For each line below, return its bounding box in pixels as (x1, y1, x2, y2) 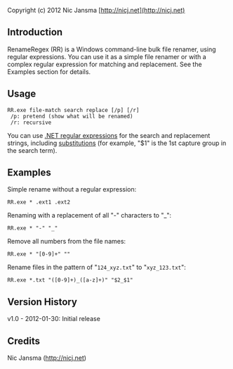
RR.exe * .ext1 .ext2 (7, 199, 71, 206)
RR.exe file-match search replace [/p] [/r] (7, 106, 140, 113)
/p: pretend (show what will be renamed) (10, 113, 133, 120)
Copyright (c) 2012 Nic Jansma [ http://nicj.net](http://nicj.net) (7, 6, 185, 14)
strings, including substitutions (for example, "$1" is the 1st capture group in (7, 139, 227, 147)
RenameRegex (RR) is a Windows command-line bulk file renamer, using (7, 45, 216, 54)
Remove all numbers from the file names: (7, 237, 126, 246)
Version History (7, 296, 77, 308)
